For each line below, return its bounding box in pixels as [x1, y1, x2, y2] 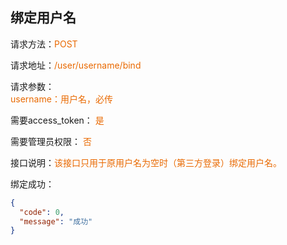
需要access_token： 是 [10, 114, 105, 126]
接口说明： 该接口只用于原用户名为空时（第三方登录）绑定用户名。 [10, 156, 282, 168]
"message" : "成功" [19, 216, 93, 227]
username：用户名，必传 [10, 93, 113, 105]
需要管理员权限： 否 [10, 135, 92, 147]
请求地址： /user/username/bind [10, 59, 142, 71]
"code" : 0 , [19, 207, 65, 217]
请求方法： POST [10, 38, 78, 50]
